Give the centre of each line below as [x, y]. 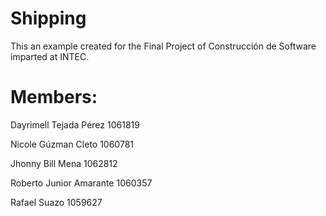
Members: [54, 97]
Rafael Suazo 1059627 [56, 202]
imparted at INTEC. [50, 56]
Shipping [48, 18]
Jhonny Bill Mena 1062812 [64, 163]
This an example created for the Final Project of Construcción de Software [163, 46]
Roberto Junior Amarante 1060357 [81, 183]
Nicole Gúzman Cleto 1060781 [72, 144]
